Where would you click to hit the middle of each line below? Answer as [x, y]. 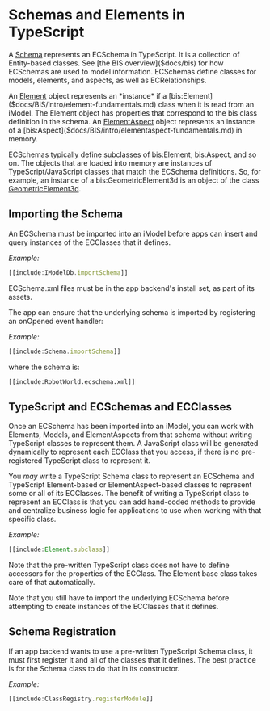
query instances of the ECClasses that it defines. [90, 242]
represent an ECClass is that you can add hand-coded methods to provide [132, 502]
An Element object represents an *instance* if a [88, 95]
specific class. [32, 520]
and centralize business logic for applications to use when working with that [135, 511]
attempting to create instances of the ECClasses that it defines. [114, 607]
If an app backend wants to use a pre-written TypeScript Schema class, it [131, 651]
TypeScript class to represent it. [97, 461]
